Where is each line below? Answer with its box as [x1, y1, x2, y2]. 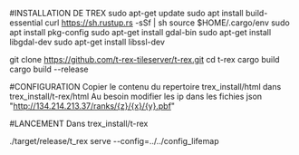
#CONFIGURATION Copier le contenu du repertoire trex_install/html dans [9, 82, 282, 92]
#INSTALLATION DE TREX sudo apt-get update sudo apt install [9, 8, 244, 18]
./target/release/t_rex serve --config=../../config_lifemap [9, 136, 219, 146]
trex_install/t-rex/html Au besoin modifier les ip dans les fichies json [9, 91, 263, 102]
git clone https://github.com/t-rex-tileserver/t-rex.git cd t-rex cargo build [9, 54, 280, 64]
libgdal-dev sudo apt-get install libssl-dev [9, 36, 166, 47]
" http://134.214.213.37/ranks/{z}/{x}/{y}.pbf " [9, 101, 175, 111]
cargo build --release [9, 63, 89, 74]
